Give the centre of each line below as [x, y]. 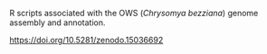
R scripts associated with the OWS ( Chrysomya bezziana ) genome [134, 13]
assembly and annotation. [57, 22]
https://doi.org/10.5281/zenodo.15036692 [86, 40]
